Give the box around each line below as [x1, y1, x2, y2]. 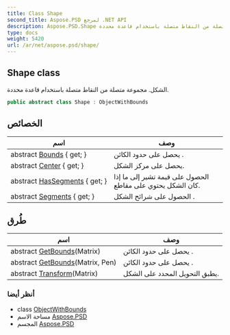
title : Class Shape [7, 10, 63, 17]
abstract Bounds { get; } [10, 149, 87, 159]
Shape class [7, 67, 60, 79]
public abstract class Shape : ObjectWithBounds [7, 99, 149, 106]
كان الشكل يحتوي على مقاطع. [114, 180, 201, 190]
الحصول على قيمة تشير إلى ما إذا [114, 172, 209, 182]
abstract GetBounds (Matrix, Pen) [10, 258, 117, 267]
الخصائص [7, 118, 42, 129]
